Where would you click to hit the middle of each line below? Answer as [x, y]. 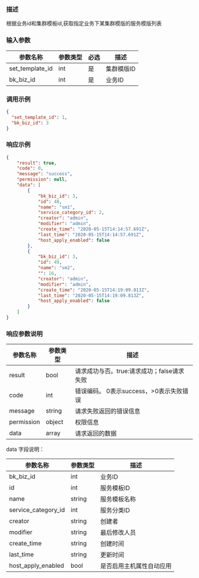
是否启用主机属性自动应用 [136, 566]
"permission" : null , [42, 179]
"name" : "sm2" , [57, 268]
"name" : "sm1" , [57, 207]
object [55, 422]
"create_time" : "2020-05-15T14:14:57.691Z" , [94, 229]
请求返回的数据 [96, 434]
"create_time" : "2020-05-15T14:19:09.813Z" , [94, 290]
